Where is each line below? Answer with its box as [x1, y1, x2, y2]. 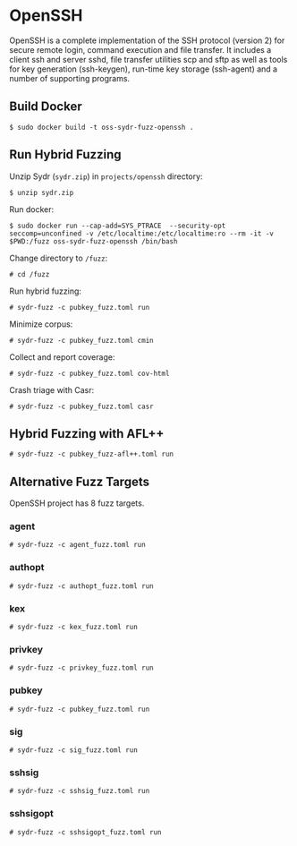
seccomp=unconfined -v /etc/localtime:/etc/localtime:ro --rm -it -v [9, 229, 275, 238]
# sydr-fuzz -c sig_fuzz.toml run [9, 745, 139, 755]
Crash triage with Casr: [9, 384, 95, 395]
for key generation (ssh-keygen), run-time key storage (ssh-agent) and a [9, 64, 278, 74]
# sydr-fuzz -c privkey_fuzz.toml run [9, 663, 154, 672]
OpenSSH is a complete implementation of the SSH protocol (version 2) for [9, 35, 285, 46]
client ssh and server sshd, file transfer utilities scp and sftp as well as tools [9, 54, 288, 64]
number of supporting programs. [9, 73, 131, 83]
